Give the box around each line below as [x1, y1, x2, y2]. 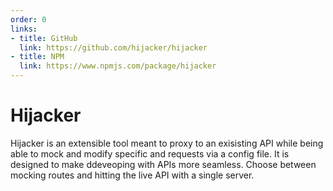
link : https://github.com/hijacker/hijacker [19, 42, 208, 53]
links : [10, 24, 38, 34]
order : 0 [10, 14, 47, 25]
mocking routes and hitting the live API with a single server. [10, 169, 255, 181]
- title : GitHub [10, 33, 78, 43]
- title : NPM [10, 52, 65, 62]
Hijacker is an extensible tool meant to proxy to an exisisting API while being [10, 137, 324, 149]
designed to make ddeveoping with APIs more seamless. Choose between [10, 158, 317, 170]
